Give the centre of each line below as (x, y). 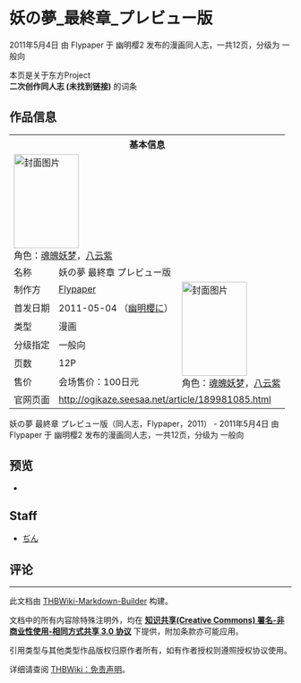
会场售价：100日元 (99, 382)
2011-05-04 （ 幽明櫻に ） (116, 308)
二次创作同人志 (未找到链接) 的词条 (73, 86)
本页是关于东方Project (50, 75)
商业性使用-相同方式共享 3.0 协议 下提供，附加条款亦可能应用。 (126, 631)
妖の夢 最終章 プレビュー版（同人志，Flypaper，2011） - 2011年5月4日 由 (144, 423)
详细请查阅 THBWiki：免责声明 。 (69, 670)
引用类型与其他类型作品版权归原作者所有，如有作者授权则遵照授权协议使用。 (150, 651)
